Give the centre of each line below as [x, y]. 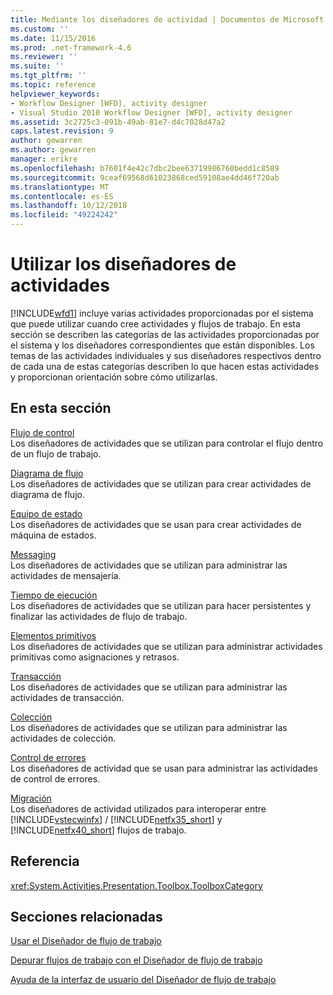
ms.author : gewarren [53, 150]
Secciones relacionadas [86, 916]
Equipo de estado [46, 513]
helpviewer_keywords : [55, 94]
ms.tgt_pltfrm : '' [48, 76]
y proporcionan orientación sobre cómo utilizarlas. [114, 377]
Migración [31, 798]
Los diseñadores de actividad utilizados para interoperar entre [138, 808]
